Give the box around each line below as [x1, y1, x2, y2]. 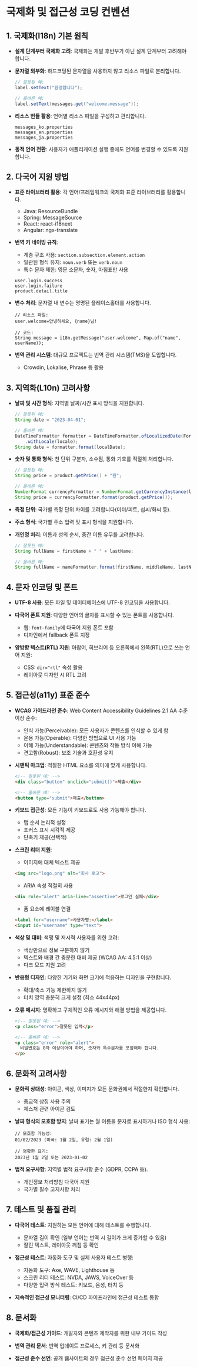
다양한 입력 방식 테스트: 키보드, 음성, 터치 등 [23, 1281, 124, 1288]
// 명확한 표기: [14, 1148, 49, 1154]
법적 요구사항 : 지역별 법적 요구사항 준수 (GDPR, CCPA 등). [14, 1166, 148, 1173]
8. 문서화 [6, 1313, 37, 1323]
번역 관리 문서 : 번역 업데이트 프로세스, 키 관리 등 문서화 [14, 1342, 140, 1349]
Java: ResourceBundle [23, 208, 78, 215]
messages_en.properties [14, 129, 74, 135]
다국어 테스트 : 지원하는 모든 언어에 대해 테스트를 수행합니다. [14, 1221, 151, 1228]
